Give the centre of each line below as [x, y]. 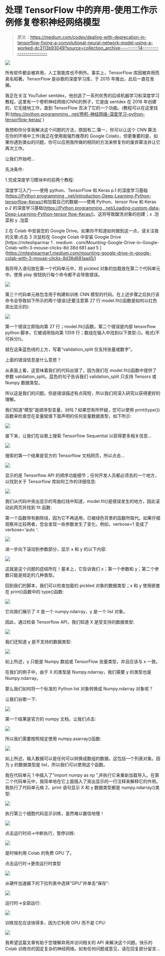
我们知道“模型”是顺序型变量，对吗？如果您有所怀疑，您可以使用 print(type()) [82, 410]
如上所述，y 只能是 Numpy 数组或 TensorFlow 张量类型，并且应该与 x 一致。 [83, 661]
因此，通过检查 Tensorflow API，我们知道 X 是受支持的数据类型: [70, 622]
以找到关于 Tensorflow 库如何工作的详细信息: [51, 481]
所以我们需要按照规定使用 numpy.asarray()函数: [53, 739]
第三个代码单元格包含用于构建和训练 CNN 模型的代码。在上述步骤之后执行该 [82, 294]
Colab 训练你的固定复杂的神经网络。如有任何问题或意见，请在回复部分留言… [82, 949]
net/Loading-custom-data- [133, 208]
